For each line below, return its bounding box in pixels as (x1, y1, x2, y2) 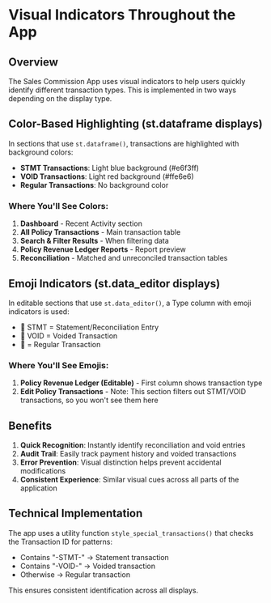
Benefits (8, 418, 53, 432)
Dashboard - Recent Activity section (19, 219, 143, 228)
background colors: (8, 147, 74, 157)
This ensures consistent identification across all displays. (8, 585, 199, 595)
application (19, 483, 58, 493)
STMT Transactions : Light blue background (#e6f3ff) (19, 163, 200, 172)
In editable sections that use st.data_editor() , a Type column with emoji (8, 298, 252, 308)
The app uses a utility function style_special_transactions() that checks (8, 528, 254, 537)
